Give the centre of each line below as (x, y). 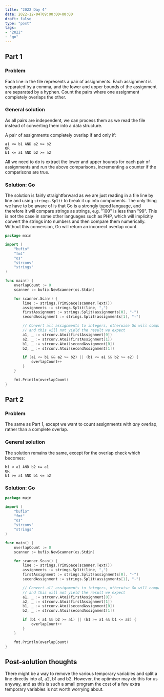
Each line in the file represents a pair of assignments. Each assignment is (79, 81)
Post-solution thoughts (41, 662)
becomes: (15, 458)
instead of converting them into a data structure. (54, 125)
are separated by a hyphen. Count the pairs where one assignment (72, 92)
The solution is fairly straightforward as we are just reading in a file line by (79, 195)
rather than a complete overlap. (37, 430)
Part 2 (14, 400)
